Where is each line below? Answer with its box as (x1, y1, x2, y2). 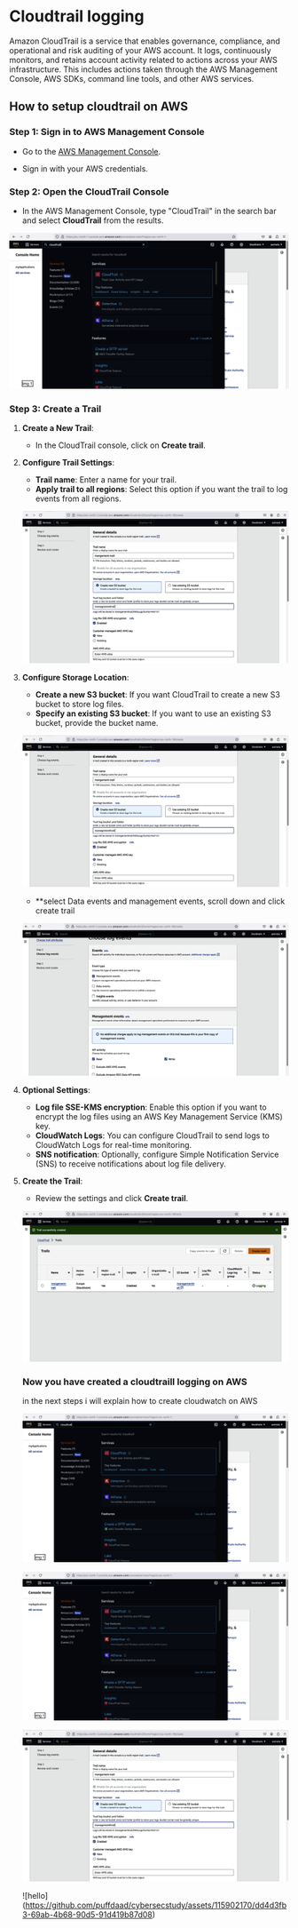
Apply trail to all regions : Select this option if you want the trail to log (35, 484, 288, 495)
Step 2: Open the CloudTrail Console (9, 185, 170, 197)
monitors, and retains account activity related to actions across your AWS (9, 54, 278, 65)
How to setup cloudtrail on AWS (9, 100, 189, 115)
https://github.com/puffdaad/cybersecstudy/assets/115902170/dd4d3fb (25, 1900, 287, 1911)
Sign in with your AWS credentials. (21, 163, 149, 174)
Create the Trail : (21, 1175, 83, 1187)
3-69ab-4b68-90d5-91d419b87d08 (21, 1909, 153, 1920)
